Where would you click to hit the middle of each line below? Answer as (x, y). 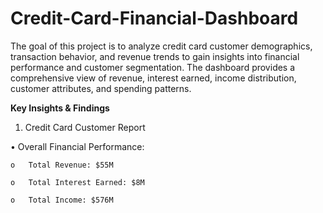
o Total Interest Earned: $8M (77, 182)
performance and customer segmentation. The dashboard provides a (153, 67)
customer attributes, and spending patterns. (101, 88)
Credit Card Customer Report (85, 127)
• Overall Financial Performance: (77, 146)
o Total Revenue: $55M (62, 165)
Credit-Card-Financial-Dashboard (154, 18)
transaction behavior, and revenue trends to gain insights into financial (155, 56)
